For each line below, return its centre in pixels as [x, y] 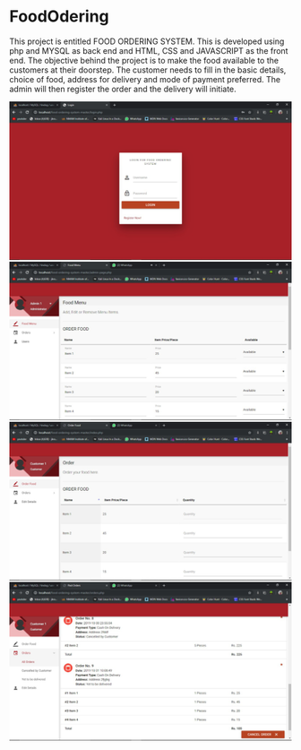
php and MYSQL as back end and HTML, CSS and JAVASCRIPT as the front [149, 50]
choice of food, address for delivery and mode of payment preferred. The [145, 79]
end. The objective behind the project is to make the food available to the [144, 60]
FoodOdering [59, 17]
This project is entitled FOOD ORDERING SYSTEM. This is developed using [147, 41]
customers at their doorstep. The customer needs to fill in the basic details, [148, 70]
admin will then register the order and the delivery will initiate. [123, 89]
